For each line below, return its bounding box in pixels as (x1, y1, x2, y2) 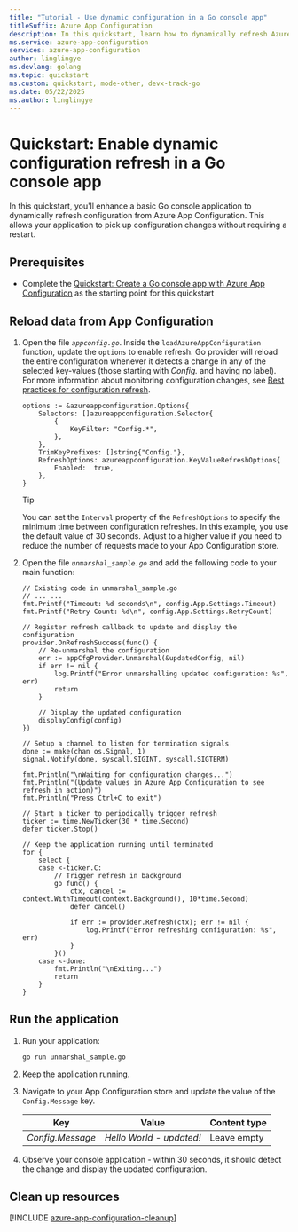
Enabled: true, (54, 463, 114, 472)
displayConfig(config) (38, 715, 122, 724)
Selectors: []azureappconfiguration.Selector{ (38, 409, 214, 418)
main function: (21, 566, 75, 577)
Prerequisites (9, 255, 85, 270)
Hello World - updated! (104, 1131, 201, 1143)
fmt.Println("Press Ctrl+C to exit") (21, 794, 162, 802)
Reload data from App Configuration (9, 313, 214, 328)
